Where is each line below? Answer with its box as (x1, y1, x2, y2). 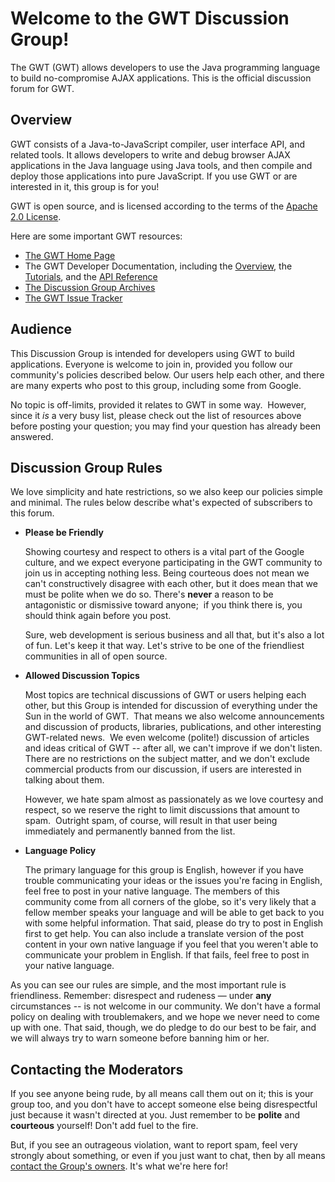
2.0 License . (10, 210, 62, 222)
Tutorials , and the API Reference (24, 270, 158, 282)
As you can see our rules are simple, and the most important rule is (10, 979, 287, 991)
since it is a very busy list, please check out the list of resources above (10, 409, 302, 421)
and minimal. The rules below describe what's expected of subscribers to (10, 497, 313, 509)
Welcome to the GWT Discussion (10, 7, 290, 30)
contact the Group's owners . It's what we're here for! (10, 1160, 229, 1172)
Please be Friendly (24, 527, 104, 539)
